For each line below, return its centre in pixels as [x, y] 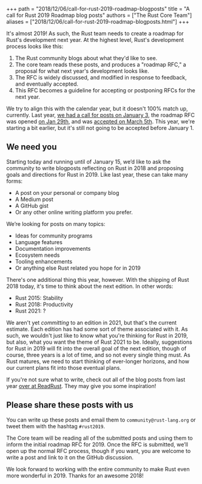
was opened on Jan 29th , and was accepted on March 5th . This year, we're [101, 121]
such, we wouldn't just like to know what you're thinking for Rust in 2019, [97, 335]
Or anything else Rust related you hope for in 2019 [78, 268]
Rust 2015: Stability [39, 298]
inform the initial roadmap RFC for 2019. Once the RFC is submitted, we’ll [97, 444]
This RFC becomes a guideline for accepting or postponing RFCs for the [105, 90]
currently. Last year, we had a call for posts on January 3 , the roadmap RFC [101, 115]
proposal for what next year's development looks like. [82, 71]
